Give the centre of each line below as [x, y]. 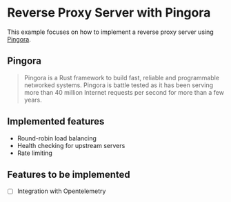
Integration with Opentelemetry [61, 191]
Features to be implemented [69, 174]
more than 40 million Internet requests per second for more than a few [124, 92]
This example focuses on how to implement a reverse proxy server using [110, 32]
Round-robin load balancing [57, 138]
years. [33, 100]
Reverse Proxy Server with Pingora [109, 13]
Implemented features [56, 121]
